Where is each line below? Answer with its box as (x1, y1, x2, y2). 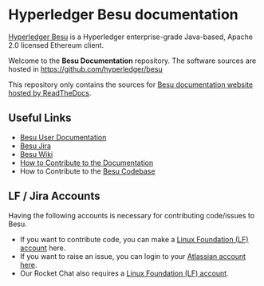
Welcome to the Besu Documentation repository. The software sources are (8, 56, 257, 65)
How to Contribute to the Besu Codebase (19, 166, 156, 176)
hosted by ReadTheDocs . (8, 88, 92, 97)
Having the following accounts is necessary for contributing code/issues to (8, 210, 255, 220)
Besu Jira (19, 141, 52, 151)
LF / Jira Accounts (8, 190, 100, 203)
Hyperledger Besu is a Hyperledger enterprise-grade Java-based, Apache (8, 32, 254, 41)
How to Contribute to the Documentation (19, 158, 154, 167)
